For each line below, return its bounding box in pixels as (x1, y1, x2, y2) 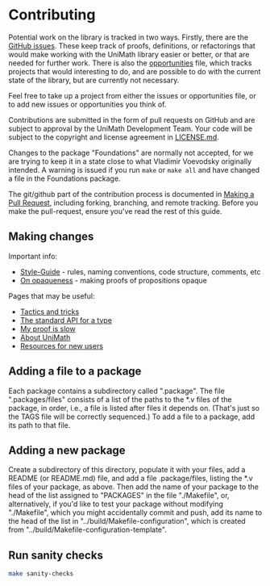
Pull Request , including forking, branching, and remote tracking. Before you (8, 198, 259, 207)
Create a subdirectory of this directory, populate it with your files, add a (8, 465, 246, 475)
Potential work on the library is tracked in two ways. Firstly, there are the (8, 32, 248, 42)
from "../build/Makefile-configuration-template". (8, 525, 167, 534)
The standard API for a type (19, 315, 113, 324)
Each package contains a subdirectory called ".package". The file (8, 386, 226, 396)
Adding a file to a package (8, 365, 142, 379)
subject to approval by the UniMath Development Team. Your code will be (8, 123, 253, 133)
